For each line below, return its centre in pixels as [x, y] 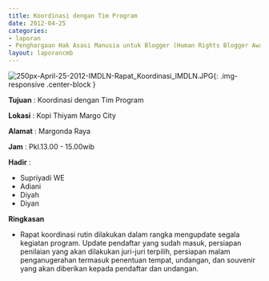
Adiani [30, 186]
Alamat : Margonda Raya [49, 131]
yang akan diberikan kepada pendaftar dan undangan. [109, 269]
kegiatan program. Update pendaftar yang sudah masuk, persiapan [130, 243]
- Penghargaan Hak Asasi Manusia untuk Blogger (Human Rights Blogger [128, 46]
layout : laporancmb [41, 53]
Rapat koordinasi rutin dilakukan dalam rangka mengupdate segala [130, 234]
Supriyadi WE [42, 178]
